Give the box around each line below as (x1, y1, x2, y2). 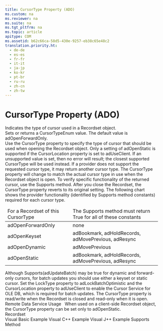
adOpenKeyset (7, 233, 41, 240)
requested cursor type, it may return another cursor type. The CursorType (5, 166, 153, 172)
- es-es (9, 52, 25, 57)
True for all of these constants (72, 214, 141, 221)
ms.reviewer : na (5, 16, 38, 21)
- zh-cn (9, 83, 25, 89)
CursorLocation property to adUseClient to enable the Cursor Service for (5, 285, 151, 291)
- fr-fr (9, 57, 25, 62)
